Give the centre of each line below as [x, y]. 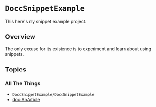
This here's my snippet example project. [46, 21]
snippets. [15, 54]
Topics [16, 70]
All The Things [23, 84]
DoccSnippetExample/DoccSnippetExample [53, 95]
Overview [20, 37]
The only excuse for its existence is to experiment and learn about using [78, 49]
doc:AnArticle [26, 100]
